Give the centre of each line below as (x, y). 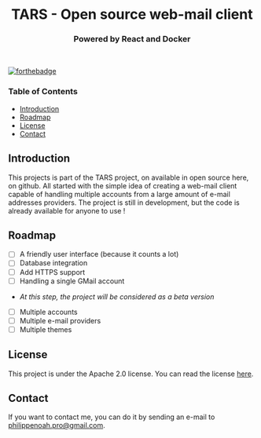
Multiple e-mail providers (60, 320)
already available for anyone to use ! (67, 210)
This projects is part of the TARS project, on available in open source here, (129, 177)
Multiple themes (46, 329)
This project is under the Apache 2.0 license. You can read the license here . (131, 374)
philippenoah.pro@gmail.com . (57, 425)
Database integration (53, 263)
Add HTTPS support (52, 272)
